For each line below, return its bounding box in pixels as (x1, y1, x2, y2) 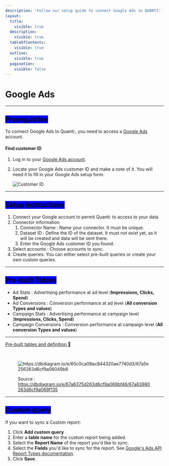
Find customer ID (5, 145, 42, 151)
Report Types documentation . (12, 450, 74, 456)
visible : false (14, 66, 46, 71)
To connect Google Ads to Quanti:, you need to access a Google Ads (5, 128, 148, 134)
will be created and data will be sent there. (20, 236, 108, 242)
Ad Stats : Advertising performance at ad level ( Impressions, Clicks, (12, 289, 154, 295)
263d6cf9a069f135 (18, 386, 58, 393)
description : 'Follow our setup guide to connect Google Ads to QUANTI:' (5, 8, 163, 13)
